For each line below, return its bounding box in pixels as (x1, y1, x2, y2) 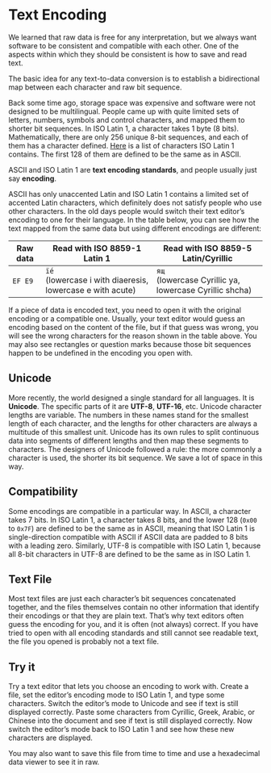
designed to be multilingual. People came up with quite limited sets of (8, 107, 240, 116)
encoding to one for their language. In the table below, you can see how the (8, 215, 260, 224)
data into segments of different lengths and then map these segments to (8, 436, 249, 445)
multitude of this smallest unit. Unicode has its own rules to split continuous (8, 427, 260, 437)
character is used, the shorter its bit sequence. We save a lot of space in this (8, 453, 263, 462)
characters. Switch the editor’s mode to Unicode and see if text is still (8, 699, 239, 708)
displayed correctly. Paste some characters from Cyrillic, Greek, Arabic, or (8, 708, 256, 717)
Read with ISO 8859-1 (52, 242, 142, 253)
